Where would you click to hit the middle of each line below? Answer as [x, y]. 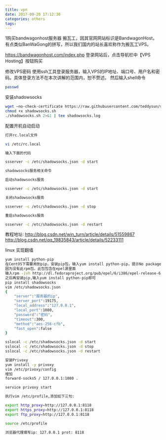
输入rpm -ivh [18, 273]
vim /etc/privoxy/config [31, 369]
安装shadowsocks [23, 97]
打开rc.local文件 [21, 135]
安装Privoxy [17, 360]
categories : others [25, 19]
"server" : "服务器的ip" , [37, 296]
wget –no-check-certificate [34, 107]
